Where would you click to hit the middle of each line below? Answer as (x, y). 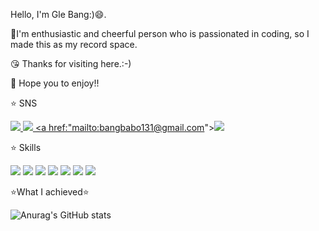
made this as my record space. (74, 44)
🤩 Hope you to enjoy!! (55, 83)
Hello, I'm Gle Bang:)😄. (58, 14)
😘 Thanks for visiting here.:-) (71, 63)
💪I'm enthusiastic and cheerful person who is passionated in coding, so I (160, 33)
